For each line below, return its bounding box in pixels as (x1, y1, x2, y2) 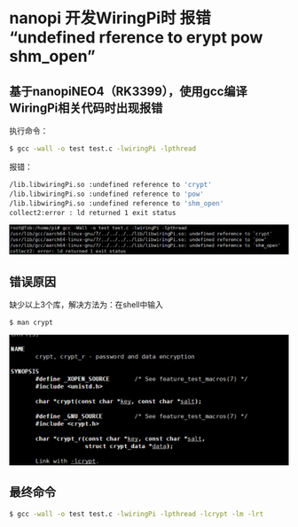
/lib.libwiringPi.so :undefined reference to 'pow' (9, 190, 204, 198)
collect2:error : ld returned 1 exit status (9, 208, 176, 217)
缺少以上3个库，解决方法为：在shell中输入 (9, 299, 164, 310)
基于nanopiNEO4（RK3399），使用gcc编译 (9, 83, 248, 98)
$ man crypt (9, 318, 53, 328)
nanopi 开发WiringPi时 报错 (9, 8, 211, 28)
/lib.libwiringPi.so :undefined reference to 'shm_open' (9, 198, 224, 208)
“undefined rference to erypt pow (9, 27, 263, 48)
